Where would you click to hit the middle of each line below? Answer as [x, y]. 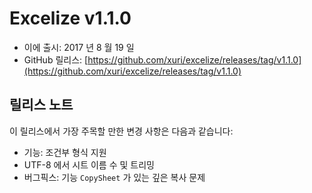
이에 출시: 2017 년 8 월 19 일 [79, 47]
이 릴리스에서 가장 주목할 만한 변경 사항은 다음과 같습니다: [121, 131]
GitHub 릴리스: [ [56, 59]
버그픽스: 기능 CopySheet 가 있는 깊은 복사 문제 [114, 177]
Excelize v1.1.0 [70, 18]
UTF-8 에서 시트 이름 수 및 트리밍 [89, 164]
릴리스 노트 [41, 105]
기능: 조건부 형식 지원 [65, 152]
